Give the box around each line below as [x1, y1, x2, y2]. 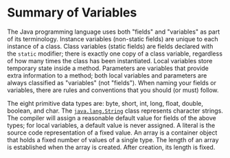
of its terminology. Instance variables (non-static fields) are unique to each [7, 34, 218, 43]
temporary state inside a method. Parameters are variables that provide [7, 64, 209, 72]
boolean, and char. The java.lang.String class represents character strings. [7, 106, 223, 115]
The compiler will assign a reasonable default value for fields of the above [7, 113, 216, 122]
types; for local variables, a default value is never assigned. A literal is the [7, 121, 216, 129]
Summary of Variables [7, 5, 137, 21]
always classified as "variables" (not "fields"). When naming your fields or [7, 78, 216, 87]
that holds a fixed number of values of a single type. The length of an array [7, 135, 219, 144]
